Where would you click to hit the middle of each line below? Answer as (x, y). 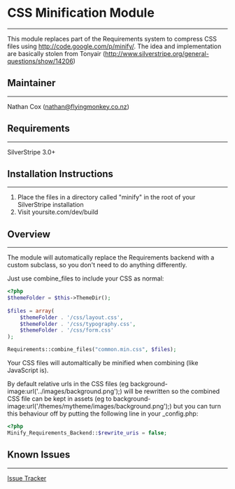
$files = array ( (31, 311)
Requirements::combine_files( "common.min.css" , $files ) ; (92, 350)
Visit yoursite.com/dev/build (58, 212)
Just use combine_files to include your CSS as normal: (86, 278)
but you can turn (198, 406)
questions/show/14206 (40, 61)
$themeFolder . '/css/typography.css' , (78, 324)
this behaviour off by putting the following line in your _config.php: (103, 413)
